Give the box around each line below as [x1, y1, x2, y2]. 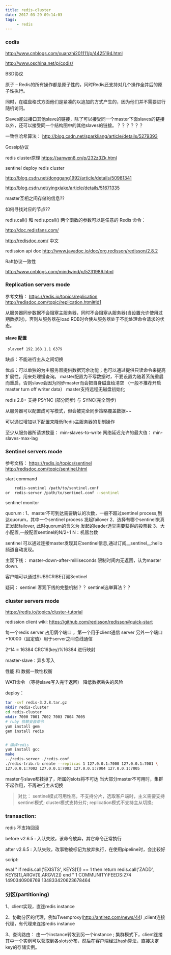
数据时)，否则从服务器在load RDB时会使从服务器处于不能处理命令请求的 [9, 316, 160, 322]
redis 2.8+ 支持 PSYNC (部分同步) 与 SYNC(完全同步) [5, 397, 117, 403]
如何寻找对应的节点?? [5, 206, 50, 212]
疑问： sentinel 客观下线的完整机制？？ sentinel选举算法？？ [5, 584, 131, 590]
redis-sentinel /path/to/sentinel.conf [14, 485, 99, 491]
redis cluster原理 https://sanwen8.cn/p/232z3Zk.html [5, 154, 117, 161]
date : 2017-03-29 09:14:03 [5, 12, 63, 17]
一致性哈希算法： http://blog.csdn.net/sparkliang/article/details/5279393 [5, 133, 158, 139]
